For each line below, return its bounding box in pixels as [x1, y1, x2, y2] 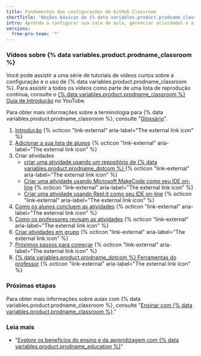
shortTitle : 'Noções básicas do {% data [6, 14, 109, 20]
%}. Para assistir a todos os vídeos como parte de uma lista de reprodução [6, 84, 191, 92]
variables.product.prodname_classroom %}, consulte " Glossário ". [6, 115, 167, 123]
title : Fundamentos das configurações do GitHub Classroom [6, 8, 157, 15]
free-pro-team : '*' [11, 31, 60, 37]
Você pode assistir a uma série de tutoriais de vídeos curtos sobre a [6, 72, 174, 79]
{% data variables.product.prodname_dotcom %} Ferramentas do [14, 254, 176, 261]
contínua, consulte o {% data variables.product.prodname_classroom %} [6, 91, 185, 98]
